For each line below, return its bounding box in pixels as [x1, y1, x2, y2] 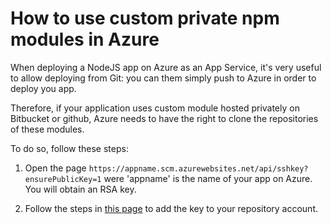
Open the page [24, 162, 87, 174]
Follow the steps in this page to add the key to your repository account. [24, 202, 319, 214]
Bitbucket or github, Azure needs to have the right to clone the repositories [10, 112, 319, 124]
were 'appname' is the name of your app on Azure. [103, 172, 313, 184]
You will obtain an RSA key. [24, 183, 137, 195]
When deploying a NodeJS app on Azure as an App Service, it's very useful [10, 61, 322, 73]
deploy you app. [10, 82, 77, 94]
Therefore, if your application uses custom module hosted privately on [10, 102, 300, 114]
